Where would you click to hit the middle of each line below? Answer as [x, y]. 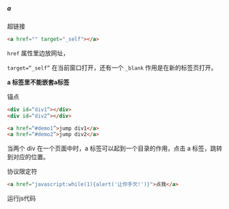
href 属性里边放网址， [38, 53]
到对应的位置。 [28, 157]
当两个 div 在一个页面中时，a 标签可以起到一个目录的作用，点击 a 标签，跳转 [115, 148]
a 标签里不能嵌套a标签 [38, 82]
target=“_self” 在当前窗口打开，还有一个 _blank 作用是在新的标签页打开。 [112, 68]
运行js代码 [22, 198]
